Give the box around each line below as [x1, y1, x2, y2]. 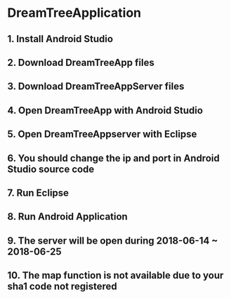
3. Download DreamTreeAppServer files [7, 81, 185, 93]
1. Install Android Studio [7, 33, 114, 45]
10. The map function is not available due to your [7, 270, 224, 281]
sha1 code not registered [7, 281, 117, 293]
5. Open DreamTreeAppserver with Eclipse [7, 128, 197, 140]
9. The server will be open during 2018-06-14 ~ [7, 234, 218, 246]
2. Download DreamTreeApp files [7, 56, 154, 68]
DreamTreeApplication [7, 5, 142, 21]
